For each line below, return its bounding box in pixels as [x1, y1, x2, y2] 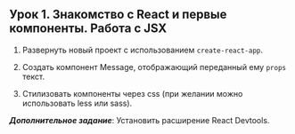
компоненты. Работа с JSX [9, 21, 168, 36]
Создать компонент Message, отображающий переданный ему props [21, 61, 287, 72]
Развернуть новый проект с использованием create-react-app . [21, 44, 264, 55]
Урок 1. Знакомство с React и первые [9, 7, 227, 22]
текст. [21, 71, 45, 82]
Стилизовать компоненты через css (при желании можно [21, 88, 243, 99]
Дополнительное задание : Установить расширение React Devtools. [9, 114, 270, 125]
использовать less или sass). [21, 98, 133, 108]
